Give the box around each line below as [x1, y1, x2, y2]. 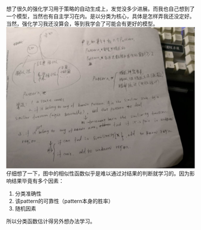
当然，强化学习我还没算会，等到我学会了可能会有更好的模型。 [6, 20, 159, 27]
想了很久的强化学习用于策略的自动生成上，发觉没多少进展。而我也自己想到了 [6, 5, 195, 12]
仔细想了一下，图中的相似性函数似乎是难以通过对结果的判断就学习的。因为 [6, 170, 190, 177]
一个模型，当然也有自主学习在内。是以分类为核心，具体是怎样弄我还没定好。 [6, 13, 195, 20]
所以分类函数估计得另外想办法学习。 [6, 217, 96, 225]
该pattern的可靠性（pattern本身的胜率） [14, 198, 114, 204]
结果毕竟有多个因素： [11, 177, 64, 184]
